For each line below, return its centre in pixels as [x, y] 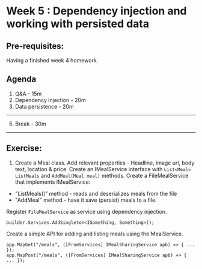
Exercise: [24, 148]
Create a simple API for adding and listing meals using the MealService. [95, 234]
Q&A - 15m [28, 94]
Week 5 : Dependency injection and [96, 11]
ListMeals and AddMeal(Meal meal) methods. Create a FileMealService [102, 175]
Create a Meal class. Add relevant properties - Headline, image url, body [105, 163]
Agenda [21, 79]
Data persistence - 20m [44, 106]
